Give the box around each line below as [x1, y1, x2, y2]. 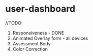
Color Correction [12, 46, 48, 52]
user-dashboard [5, 3, 76, 15]
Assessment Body [12, 40, 51, 46]
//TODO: [5, 20, 23, 26]
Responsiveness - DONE [12, 30, 65, 36]
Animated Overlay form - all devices [12, 35, 88, 41]
